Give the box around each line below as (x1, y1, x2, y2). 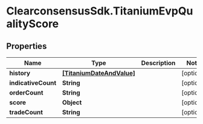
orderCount (9, 88, 43, 97)
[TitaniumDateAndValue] (62, 69, 136, 77)
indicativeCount (9, 79, 57, 87)
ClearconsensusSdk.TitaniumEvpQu (6, 4, 193, 18)
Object (62, 98, 82, 107)
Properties (6, 41, 47, 51)
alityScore (6, 17, 59, 31)
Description (141, 59, 176, 67)
